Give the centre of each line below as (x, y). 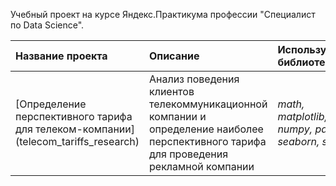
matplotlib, (302, 116)
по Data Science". (47, 25)
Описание (174, 56)
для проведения (189, 154)
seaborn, (298, 141)
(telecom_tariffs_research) (77, 141)
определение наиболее (206, 129)
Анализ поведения (194, 79)
